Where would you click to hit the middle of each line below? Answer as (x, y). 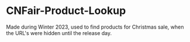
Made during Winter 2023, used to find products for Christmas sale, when (95, 27)
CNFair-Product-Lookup (66, 11)
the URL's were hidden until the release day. (59, 33)
